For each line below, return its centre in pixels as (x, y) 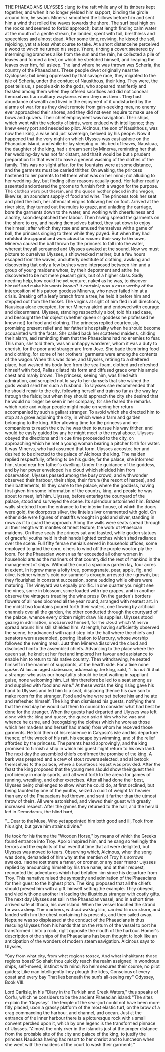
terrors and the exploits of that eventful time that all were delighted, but (77, 846)
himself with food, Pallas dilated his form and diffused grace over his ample (82, 370)
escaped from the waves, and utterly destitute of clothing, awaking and (78, 260)
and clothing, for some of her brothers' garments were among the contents (81, 354)
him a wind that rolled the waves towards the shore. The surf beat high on (80, 23)
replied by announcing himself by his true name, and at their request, (75, 867)
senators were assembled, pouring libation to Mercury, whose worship (77, 638)
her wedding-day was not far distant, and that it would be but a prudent (78, 154)
